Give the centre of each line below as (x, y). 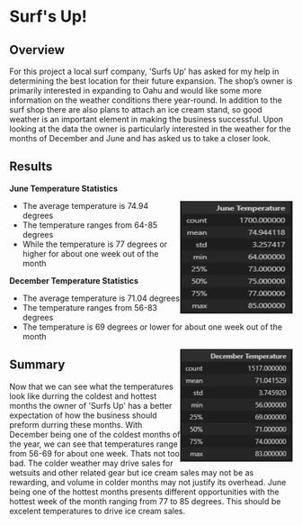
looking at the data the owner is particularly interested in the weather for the (151, 129)
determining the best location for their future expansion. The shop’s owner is (151, 81)
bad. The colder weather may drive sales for (91, 463)
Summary (37, 365)
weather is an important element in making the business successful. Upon (147, 119)
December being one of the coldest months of (95, 434)
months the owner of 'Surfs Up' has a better (91, 405)
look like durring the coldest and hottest (83, 396)
